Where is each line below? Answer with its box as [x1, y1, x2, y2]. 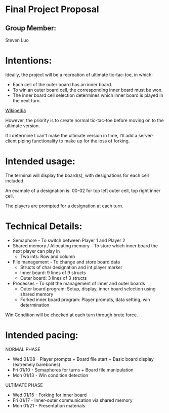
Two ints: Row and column [20, 253, 75, 259]
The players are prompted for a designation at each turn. [5, 203, 123, 209]
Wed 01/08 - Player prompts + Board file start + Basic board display [12, 356, 154, 362]
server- [138, 132, 154, 138]
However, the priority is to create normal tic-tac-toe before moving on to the [5, 117, 164, 123]
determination [20, 302, 50, 308]
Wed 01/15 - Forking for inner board [12, 392, 87, 398]
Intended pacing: [5, 329, 78, 341]
